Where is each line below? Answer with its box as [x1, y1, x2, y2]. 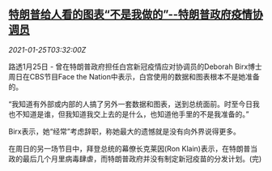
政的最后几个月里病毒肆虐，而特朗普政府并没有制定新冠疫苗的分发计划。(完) [8, 153, 262, 164]
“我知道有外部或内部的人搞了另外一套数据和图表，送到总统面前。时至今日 [8, 99, 253, 109]
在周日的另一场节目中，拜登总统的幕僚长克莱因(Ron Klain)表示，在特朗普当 [8, 143, 257, 153]
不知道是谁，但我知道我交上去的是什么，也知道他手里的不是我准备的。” [15, 109, 249, 119]
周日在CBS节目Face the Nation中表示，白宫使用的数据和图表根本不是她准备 [8, 71, 261, 81]
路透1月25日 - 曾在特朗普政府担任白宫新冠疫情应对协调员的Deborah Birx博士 [8, 62, 263, 71]
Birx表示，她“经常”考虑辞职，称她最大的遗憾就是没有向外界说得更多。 [8, 126, 241, 136]
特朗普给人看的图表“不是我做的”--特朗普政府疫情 [8, 7, 253, 22]
